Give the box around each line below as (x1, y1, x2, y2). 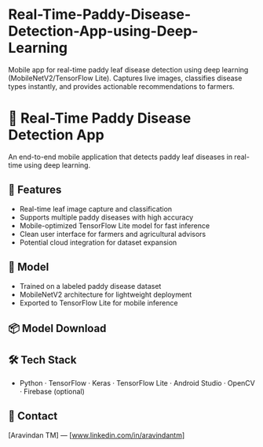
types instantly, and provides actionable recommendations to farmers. (8, 81, 236, 91)
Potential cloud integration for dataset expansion (19, 238, 177, 247)
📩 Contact (8, 409, 58, 423)
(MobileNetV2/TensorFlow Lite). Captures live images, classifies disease (8, 73, 243, 83)
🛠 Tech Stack (8, 353, 77, 367)
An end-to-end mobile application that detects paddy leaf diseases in (8, 152, 233, 161)
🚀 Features (8, 183, 62, 197)
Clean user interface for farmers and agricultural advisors (19, 229, 206, 238)
